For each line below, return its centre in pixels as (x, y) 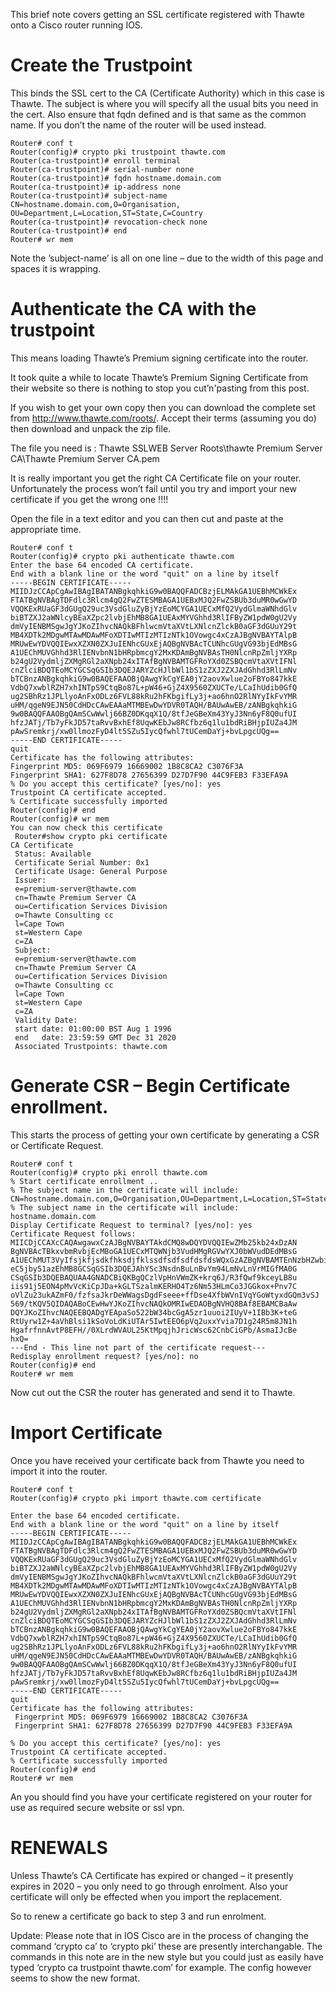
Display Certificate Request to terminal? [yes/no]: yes (131, 1225)
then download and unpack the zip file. (91, 428)
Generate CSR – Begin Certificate (150, 1086)
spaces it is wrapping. (56, 268)
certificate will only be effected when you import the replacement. (146, 1896)
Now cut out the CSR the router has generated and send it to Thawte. (153, 1392)
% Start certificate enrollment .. (84, 1181)
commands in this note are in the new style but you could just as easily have (167, 1956)
